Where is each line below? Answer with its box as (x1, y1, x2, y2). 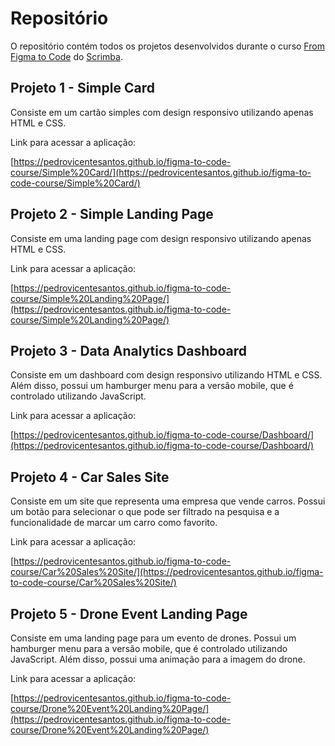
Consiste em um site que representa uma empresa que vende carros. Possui (10, 495, 326, 507)
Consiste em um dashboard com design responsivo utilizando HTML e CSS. (10, 369, 323, 381)
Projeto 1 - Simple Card (10, 80, 155, 97)
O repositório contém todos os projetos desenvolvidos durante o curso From (10, 40, 325, 52)
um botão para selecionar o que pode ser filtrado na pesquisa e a (10, 506, 280, 518)
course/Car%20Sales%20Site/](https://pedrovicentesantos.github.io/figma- (10, 566, 324, 578)
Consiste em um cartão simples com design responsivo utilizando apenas (10, 106, 314, 118)
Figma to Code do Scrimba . (10, 50, 123, 62)
